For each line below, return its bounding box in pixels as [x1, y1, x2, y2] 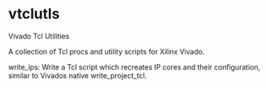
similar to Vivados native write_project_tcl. [8, 70, 147, 80]
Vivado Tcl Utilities [8, 31, 70, 41]
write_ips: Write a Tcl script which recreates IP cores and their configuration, [8, 62, 261, 72]
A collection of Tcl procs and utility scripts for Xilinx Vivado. [8, 46, 206, 56]
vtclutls [8, 5, 60, 23]
